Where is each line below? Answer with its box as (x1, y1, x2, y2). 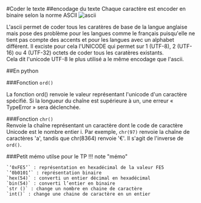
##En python (6, 67, 39, 75)
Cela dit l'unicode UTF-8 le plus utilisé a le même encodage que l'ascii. (6, 56, 184, 62)
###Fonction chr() (6, 115, 53, 122)
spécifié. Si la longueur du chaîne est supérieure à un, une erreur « (6, 97, 174, 104)
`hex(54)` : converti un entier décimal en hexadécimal (6, 175, 151, 181)
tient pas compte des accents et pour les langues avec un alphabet (6, 36, 174, 43)
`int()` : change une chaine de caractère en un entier (6, 191, 151, 197)
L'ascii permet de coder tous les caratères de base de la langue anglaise (6, 24, 188, 30)
